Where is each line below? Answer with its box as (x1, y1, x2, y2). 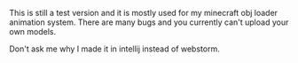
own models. (9, 27, 57, 36)
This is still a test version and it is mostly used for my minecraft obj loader (9, 8, 278, 18)
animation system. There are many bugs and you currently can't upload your (9, 17, 289, 28)
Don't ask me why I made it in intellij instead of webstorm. (9, 43, 220, 54)
